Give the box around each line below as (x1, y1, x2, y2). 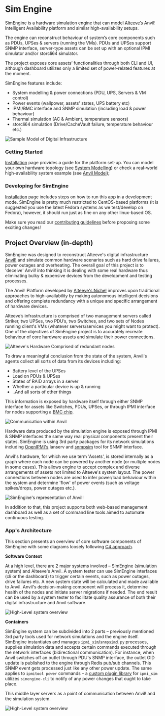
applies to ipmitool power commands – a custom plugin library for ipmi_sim (5, 670, 158, 676)
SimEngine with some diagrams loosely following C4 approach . (5, 543, 133, 549)
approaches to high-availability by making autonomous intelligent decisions (5, 293, 159, 299)
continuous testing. (5, 515, 44, 521)
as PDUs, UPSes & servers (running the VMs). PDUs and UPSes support (5, 40, 151, 45)
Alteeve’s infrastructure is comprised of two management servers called (5, 313, 152, 319)
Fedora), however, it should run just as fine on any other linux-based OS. (5, 209, 152, 216)
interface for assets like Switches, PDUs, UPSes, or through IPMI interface (5, 404, 156, 410)
